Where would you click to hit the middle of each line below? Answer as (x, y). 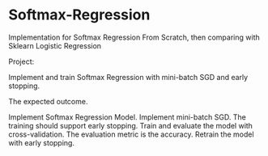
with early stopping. (42, 142)
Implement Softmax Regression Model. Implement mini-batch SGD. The (128, 117)
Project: (21, 61)
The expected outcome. (48, 101)
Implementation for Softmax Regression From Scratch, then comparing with (134, 37)
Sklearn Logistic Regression (55, 45)
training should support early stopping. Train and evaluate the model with (131, 125)
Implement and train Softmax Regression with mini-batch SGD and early (128, 77)
